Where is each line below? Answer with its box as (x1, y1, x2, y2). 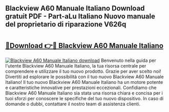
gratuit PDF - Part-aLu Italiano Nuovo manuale (5, 12, 155, 21)
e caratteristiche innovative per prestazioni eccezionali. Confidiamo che (5, 84, 157, 91)
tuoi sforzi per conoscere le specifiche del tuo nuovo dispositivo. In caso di (5, 96, 164, 101)
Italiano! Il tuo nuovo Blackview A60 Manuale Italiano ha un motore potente (5, 79, 163, 85)
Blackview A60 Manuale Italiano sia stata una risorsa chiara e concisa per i (5, 90, 163, 96)
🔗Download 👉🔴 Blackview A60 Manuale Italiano (5, 41, 164, 50)
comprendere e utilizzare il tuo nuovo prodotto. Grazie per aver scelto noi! (5, 69, 161, 74)
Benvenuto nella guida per (100, 57, 156, 63)
